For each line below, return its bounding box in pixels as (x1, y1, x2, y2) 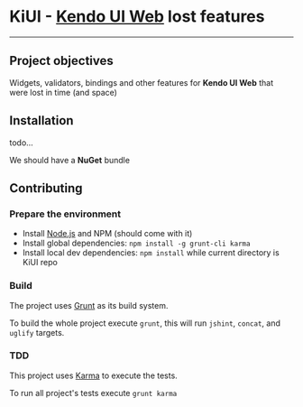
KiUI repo (22, 257, 59, 268)
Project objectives (9, 53, 115, 69)
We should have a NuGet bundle (9, 154, 131, 165)
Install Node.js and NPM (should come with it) (22, 228, 193, 239)
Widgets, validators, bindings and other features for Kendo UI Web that (9, 77, 274, 88)
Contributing (9, 180, 83, 196)
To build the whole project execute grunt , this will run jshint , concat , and (9, 318, 281, 328)
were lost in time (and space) (9, 87, 117, 97)
